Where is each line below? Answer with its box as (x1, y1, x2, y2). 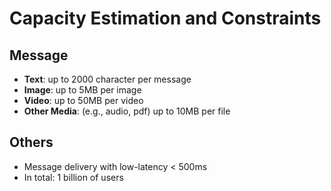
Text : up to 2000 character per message (23, 73, 192, 85)
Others (9, 134, 54, 151)
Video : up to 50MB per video (23, 95, 144, 106)
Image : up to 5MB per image (23, 84, 142, 96)
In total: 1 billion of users (23, 171, 124, 183)
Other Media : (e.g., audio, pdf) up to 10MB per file (23, 105, 231, 117)
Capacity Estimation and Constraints (9, 7, 322, 30)
